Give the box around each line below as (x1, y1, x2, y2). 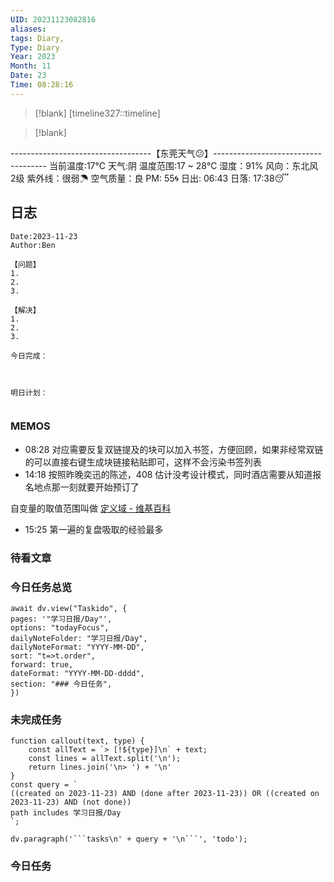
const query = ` (10, 780, 78, 790)
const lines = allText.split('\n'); (28, 754, 182, 764)
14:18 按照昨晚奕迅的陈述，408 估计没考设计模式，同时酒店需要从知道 (24, 468, 313, 480)
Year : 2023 (10, 52, 56, 62)
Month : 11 (10, 61, 52, 71)
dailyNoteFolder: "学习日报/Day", (10, 634, 148, 644)
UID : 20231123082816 (10, 14, 97, 25)
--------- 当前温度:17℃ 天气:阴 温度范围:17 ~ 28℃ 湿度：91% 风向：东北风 (10, 159, 319, 171)
